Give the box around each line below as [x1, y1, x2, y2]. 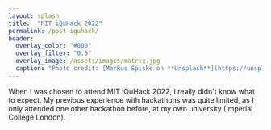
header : [8, 34, 35, 43]
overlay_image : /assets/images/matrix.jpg [15, 57, 161, 65]
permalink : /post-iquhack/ [8, 27, 99, 35]
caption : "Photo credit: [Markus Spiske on [15, 65, 164, 73]
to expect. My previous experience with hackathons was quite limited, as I [8, 94, 254, 105]
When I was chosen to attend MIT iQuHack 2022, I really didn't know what [8, 86, 256, 96]
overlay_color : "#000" [15, 42, 92, 50]
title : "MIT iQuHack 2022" [8, 19, 103, 27]
